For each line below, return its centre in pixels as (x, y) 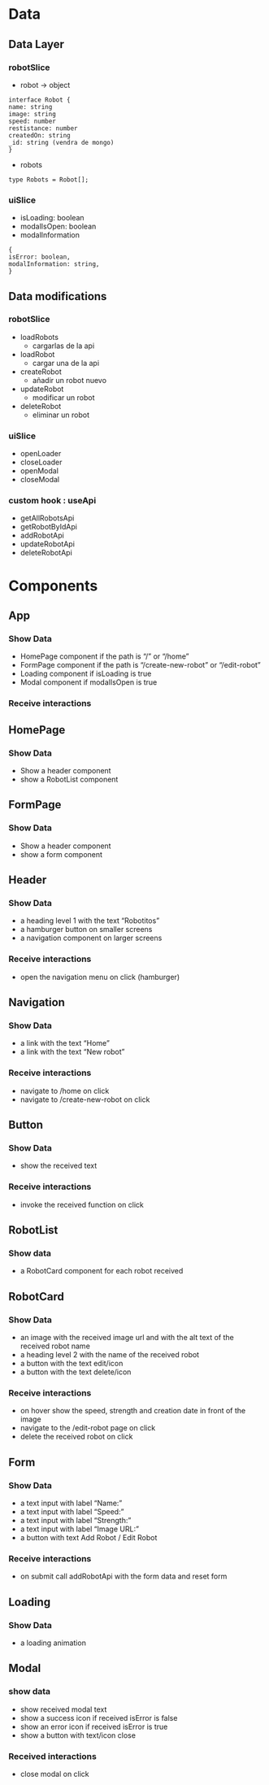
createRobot (41, 372)
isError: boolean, (39, 257)
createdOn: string (39, 135)
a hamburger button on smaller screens (86, 930)
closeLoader (41, 462)
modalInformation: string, (54, 264)
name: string (30, 107)
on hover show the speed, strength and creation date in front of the (133, 1411)
